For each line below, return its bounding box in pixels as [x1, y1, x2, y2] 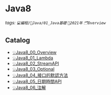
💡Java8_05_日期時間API [12, 78, 62, 84]
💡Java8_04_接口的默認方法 [12, 72, 68, 78]
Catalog [5, 36, 30, 45]
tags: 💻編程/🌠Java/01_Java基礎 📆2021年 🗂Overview [5, 19, 106, 25]
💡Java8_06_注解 [12, 85, 46, 91]
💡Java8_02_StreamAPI [12, 60, 59, 66]
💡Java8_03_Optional [12, 66, 55, 72]
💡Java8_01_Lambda [12, 55, 53, 61]
